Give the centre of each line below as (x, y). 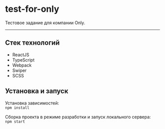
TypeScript (23, 60)
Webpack (22, 65)
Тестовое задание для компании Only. (45, 23)
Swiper (19, 70)
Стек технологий (32, 43)
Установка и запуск (37, 91)
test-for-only (32, 9)
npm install (17, 108)
